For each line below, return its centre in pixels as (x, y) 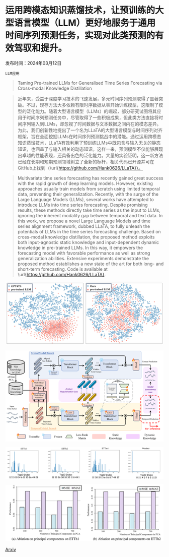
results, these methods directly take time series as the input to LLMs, (89, 210)
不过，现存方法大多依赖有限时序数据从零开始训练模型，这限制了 (93, 105)
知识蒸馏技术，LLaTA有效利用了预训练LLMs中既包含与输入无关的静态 (89, 143)
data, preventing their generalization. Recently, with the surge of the (88, 194)
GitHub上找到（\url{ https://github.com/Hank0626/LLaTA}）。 (80, 168)
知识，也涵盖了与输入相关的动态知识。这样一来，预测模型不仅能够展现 (90, 149)
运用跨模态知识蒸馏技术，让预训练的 (80, 10)
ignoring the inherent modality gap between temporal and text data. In (90, 215)
